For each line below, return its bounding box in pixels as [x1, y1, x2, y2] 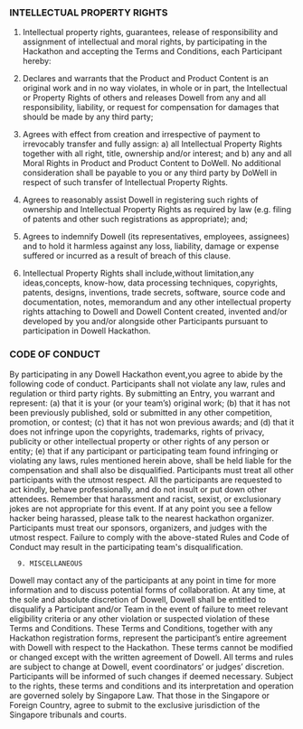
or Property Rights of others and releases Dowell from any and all [22, 92, 267, 103]
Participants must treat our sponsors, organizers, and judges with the [9, 522, 268, 533]
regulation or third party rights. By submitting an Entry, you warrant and [9, 388, 276, 398]
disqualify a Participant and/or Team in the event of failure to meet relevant [9, 603, 289, 614]
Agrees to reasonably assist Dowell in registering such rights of [22, 194, 259, 205]
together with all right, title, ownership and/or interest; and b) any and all [22, 148, 292, 159]
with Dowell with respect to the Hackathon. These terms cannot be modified [9, 641, 294, 652]
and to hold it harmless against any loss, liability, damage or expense [22, 241, 279, 252]
